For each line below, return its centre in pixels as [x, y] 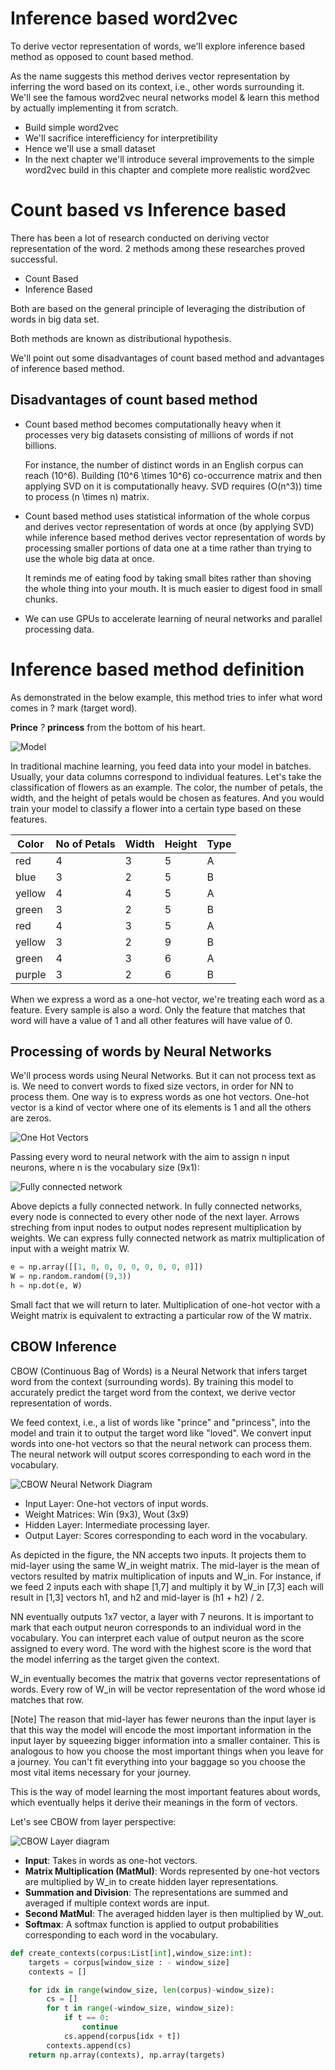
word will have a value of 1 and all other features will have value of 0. [151, 1020]
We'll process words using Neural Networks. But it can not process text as [163, 1076]
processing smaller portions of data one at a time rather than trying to [168, 548]
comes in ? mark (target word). [74, 708]
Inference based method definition [157, 669]
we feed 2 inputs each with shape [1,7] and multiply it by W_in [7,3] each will [167, 1586]
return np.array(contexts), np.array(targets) [127, 2055]
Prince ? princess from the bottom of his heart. [108, 727]
